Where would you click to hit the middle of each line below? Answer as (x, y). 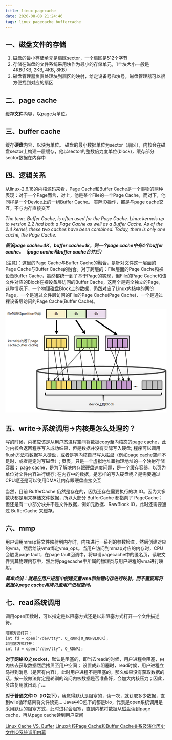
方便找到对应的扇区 (33, 83)
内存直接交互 (36, 208)
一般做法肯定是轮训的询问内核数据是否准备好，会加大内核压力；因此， (93, 678)
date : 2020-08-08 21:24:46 (34, 16)
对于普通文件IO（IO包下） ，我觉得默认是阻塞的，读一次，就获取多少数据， (83, 696)
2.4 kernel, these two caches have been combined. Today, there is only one (85, 229)
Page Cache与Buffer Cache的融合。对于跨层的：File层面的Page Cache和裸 (84, 269)
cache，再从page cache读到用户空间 (45, 715)
